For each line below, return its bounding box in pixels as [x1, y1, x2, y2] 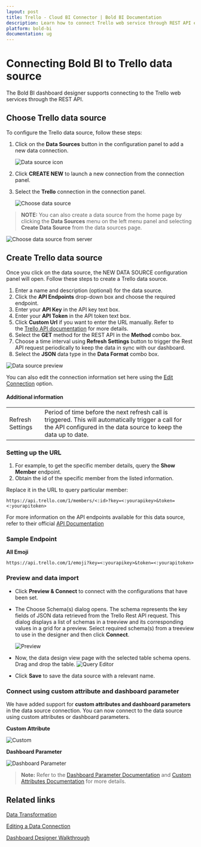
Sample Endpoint [6, 535, 57, 544]
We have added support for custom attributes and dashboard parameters [6, 701, 191, 708]
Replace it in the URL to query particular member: [6, 486, 129, 494]
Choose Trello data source [6, 113, 106, 123]
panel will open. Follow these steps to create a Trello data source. [6, 275, 168, 282]
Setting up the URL [6, 448, 62, 457]
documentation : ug [6, 31, 52, 37]
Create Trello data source [6, 253, 103, 263]
